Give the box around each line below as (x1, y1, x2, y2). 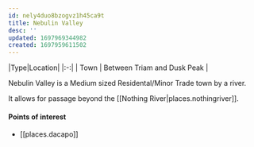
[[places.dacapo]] (19, 130, 79, 139)
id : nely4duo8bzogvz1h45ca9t (8, 11, 105, 20)
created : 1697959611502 (8, 41, 87, 49)
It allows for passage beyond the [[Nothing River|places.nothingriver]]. (8, 94, 240, 103)
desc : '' (8, 26, 37, 34)
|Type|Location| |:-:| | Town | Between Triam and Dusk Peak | (8, 63, 209, 72)
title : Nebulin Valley (8, 19, 83, 27)
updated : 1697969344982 (8, 33, 87, 42)
